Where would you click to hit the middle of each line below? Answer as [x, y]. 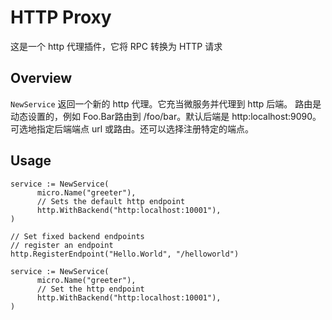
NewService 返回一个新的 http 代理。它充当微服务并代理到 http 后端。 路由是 [166, 103]
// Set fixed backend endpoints [77, 236]
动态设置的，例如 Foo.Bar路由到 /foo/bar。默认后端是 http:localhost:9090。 [166, 116]
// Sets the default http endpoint [111, 201]
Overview [41, 78]
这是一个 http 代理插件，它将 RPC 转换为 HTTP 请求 [116, 46]
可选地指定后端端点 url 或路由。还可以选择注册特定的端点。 [132, 128]
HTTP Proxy [61, 17]
